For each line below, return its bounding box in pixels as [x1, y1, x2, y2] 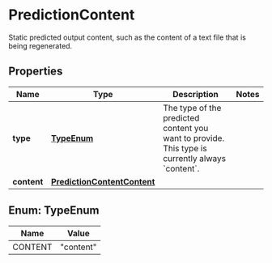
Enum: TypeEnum [8, 204, 100, 218]
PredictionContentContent [51, 176, 155, 187]
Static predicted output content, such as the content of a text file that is [8, 32, 247, 42]
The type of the [163, 102, 222, 113]
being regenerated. [8, 40, 73, 50]
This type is [163, 142, 208, 154]
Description [172, 88, 219, 100]
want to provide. [163, 132, 225, 143]
